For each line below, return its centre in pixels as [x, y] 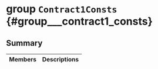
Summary [24, 43]
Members [23, 59]
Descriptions [60, 59]
